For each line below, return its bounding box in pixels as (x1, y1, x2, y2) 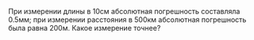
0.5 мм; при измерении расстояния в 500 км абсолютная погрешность (8, 15, 247, 24)
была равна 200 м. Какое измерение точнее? (8, 24, 161, 32)
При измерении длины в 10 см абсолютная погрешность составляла (8, 7, 241, 16)
